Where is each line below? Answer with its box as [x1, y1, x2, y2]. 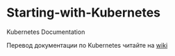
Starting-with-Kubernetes [6, 5, 161, 21]
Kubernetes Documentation [6, 28, 85, 36]
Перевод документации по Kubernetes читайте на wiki [6, 41, 168, 49]
